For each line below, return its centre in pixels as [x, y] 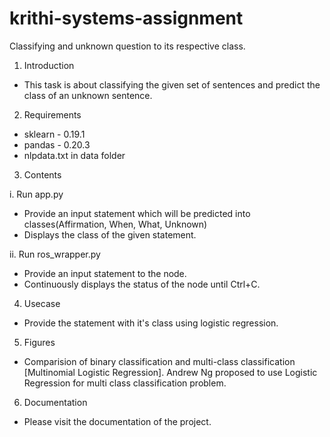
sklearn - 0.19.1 [54, 134]
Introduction [49, 65]
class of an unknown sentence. [88, 95]
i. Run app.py [36, 194]
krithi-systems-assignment [126, 18]
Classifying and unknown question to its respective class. [127, 46]
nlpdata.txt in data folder [74, 155]
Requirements [52, 114]
